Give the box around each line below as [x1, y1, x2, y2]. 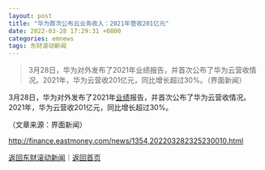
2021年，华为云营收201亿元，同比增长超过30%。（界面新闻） [42, 75, 246, 85]
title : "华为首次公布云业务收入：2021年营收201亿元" [8, 19, 169, 28]
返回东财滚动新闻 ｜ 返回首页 [8, 153, 101, 163]
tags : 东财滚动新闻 [8, 42, 67, 50]
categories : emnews [8, 34, 75, 43]
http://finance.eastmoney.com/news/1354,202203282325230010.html [8, 136, 244, 146]
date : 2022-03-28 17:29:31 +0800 [8, 27, 122, 35]
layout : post [8, 11, 53, 20]
